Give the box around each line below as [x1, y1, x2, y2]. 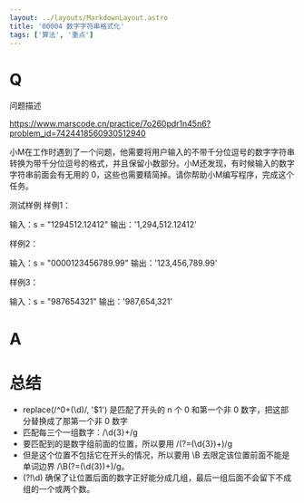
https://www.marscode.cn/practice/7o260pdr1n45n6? [9, 119, 211, 130]
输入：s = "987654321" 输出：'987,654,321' [9, 296, 173, 307]
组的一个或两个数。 [22, 484, 95, 495]
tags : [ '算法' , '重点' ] [9, 30, 93, 39]
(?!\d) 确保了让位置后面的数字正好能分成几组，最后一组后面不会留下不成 [22, 472, 292, 483]
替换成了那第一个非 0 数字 [30, 416, 129, 427]
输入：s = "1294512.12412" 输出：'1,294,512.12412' [9, 219, 197, 230]
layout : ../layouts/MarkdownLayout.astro [9, 13, 169, 23]
